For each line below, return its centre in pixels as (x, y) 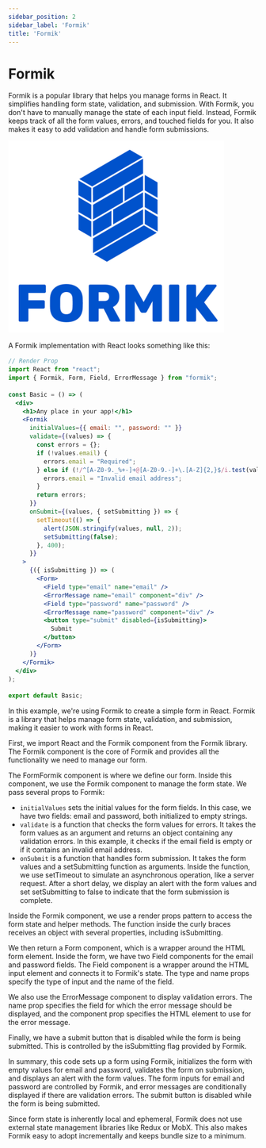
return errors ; (62, 495)
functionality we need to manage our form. (78, 760)
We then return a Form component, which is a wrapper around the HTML (127, 948)
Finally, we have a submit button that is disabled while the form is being (125, 1038)
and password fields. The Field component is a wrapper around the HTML (129, 965)
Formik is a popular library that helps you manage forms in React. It (118, 96)
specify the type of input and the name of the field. (91, 982)
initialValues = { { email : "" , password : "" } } (105, 428)
